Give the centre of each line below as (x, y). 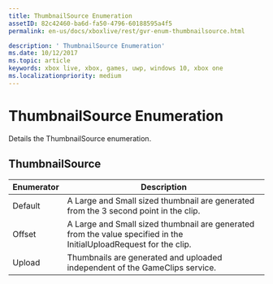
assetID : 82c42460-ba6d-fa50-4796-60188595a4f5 (91, 24)
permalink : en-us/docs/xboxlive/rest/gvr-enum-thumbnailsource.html (127, 31)
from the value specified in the (125, 234)
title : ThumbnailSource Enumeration (70, 16)
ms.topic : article (39, 61)
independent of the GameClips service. (142, 267)
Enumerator (36, 187)
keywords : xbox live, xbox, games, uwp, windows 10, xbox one (116, 69)
